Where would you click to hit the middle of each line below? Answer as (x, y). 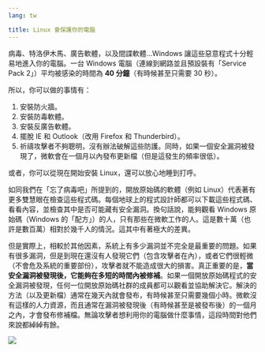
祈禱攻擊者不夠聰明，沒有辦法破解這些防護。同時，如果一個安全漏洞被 (134, 146)
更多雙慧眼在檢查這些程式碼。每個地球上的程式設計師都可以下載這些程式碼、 (132, 199)
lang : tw (22, 15)
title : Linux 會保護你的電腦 (52, 30)
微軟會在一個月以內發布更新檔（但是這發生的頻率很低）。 (132, 155)
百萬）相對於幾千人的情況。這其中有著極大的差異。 (112, 229)
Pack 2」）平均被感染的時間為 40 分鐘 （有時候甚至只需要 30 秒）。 (115, 73)
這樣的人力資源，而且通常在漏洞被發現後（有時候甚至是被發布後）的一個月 (136, 305)
